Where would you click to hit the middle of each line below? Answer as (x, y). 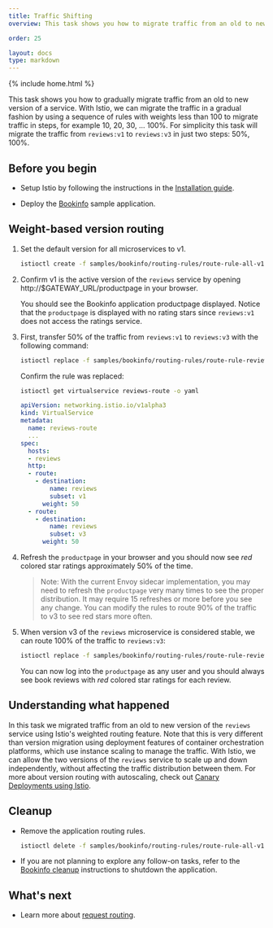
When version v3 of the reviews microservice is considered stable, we (138, 632)
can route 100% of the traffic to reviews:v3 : (93, 641)
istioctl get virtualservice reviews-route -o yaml (109, 391)
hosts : (39, 451)
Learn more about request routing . (78, 915)
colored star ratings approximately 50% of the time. (106, 566)
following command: (54, 345)
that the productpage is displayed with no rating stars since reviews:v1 (137, 312)
